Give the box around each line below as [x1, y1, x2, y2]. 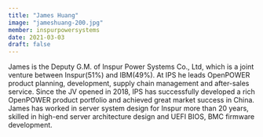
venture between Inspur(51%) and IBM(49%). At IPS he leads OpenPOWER [8, 70, 250, 80]
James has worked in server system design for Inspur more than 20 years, [8, 103, 249, 114]
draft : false [8, 41, 51, 49]
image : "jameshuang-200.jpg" [8, 19, 104, 27]
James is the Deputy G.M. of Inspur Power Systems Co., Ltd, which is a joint [8, 62, 254, 71]
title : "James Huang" [8, 11, 79, 20]
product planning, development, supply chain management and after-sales [8, 79, 250, 88]
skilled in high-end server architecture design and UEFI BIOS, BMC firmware [8, 112, 255, 121]
